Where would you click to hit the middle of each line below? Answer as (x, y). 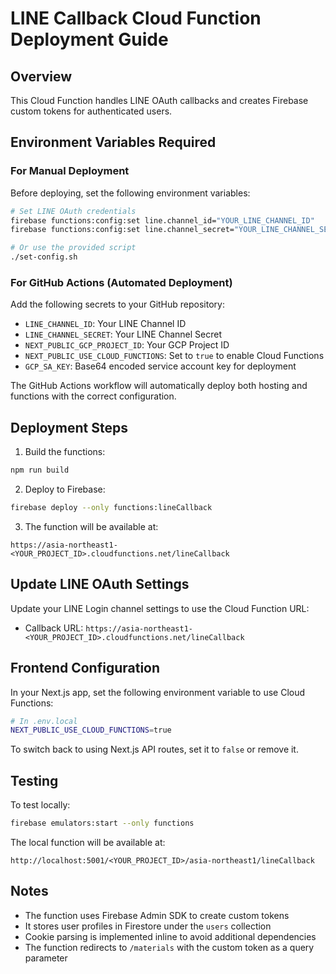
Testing (34, 780)
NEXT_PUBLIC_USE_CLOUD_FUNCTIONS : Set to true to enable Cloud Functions (174, 356)
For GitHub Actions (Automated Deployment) (121, 282)
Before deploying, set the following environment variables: (130, 193)
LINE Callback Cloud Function (136, 18)
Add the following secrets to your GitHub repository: (117, 304)
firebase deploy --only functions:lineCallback (111, 508)
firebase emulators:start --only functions (102, 823)
